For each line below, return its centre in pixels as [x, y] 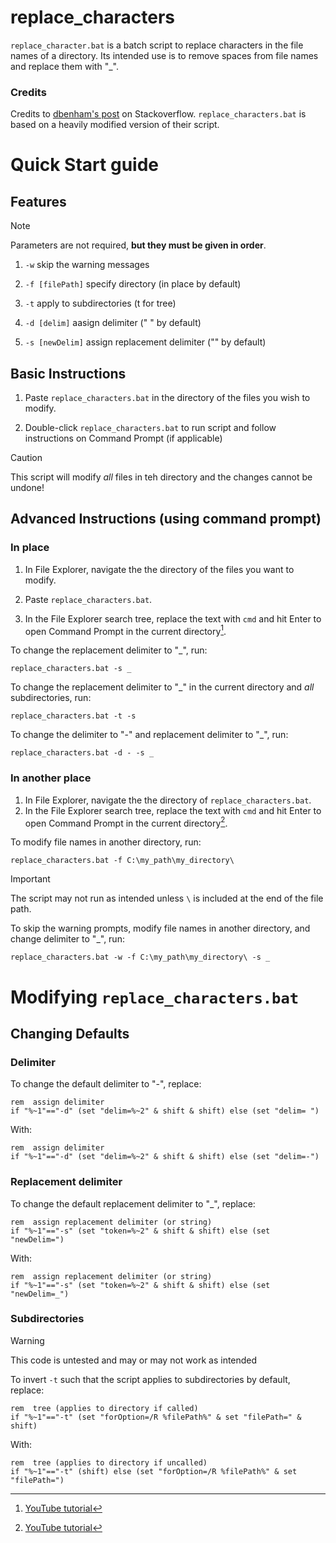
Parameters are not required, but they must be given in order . [138, 245]
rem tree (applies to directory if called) [104, 1408]
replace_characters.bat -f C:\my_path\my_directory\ [122, 861]
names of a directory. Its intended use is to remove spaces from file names [164, 55]
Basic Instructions [68, 373]
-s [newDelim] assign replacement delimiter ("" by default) [145, 342]
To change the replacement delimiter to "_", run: [109, 650]
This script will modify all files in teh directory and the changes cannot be [161, 477]
